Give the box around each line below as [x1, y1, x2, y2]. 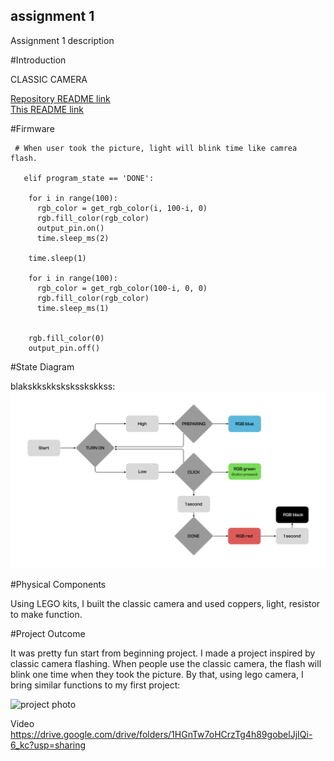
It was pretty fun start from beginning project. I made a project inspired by [10, 647, 316, 659]
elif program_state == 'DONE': [23, 173, 155, 183]
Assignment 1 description [10, 34, 115, 46]
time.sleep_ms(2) [36, 233, 110, 243]
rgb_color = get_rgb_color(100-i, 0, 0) [36, 283, 208, 293]
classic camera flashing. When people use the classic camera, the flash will [10, 658, 322, 670]
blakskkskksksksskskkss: [10, 380, 116, 392]
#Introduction [10, 54, 67, 66]
